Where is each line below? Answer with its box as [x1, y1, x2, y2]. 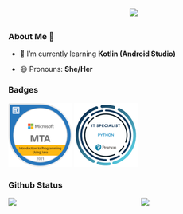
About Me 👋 [8, 31, 55, 42]
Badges [8, 85, 38, 96]
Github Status [8, 179, 63, 190]
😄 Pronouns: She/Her [19, 65, 93, 74]
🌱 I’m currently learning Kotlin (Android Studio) [19, 49, 177, 58]
